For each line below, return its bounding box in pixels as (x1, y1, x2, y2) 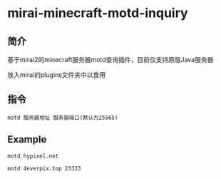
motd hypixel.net (7, 152, 59, 160)
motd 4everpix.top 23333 (7, 165, 81, 172)
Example (7, 133, 47, 145)
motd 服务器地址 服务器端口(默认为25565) (7, 114, 118, 121)
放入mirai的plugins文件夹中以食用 (7, 71, 106, 79)
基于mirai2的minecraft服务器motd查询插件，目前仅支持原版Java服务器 (7, 56, 214, 63)
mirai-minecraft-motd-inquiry (7, 5, 188, 21)
